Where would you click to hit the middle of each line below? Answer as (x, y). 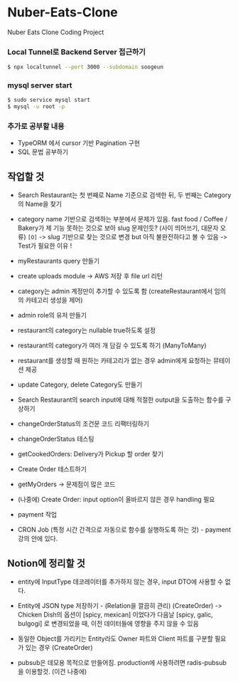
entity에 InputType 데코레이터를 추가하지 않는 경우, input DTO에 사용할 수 (120, 582)
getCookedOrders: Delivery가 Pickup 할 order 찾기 (91, 454)
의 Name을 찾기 (40, 204)
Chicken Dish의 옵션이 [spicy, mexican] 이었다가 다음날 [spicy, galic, (115, 615)
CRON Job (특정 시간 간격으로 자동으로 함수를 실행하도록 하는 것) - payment (124, 530)
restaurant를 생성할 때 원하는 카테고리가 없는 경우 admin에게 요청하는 (114, 361)
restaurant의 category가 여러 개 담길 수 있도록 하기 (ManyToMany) (112, 345)
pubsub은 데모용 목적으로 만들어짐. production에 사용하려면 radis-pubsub (122, 663)
